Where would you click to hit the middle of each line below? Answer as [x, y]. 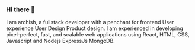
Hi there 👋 [21, 9]
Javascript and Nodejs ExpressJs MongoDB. [61, 41]
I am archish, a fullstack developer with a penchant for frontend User [90, 22]
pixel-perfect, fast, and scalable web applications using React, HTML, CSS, [98, 35]
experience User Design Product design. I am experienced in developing [95, 28]
